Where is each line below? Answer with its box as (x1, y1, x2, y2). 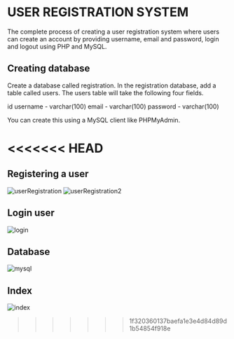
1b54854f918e (129, 324, 171, 333)
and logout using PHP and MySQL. (7, 42, 107, 50)
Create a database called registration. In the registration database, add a (7, 81, 216, 90)
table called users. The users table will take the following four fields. (7, 88, 204, 97)
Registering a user (7, 168, 89, 180)
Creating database (7, 62, 90, 74)
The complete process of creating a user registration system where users (7, 27, 219, 36)
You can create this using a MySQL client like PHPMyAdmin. (7, 116, 181, 124)
